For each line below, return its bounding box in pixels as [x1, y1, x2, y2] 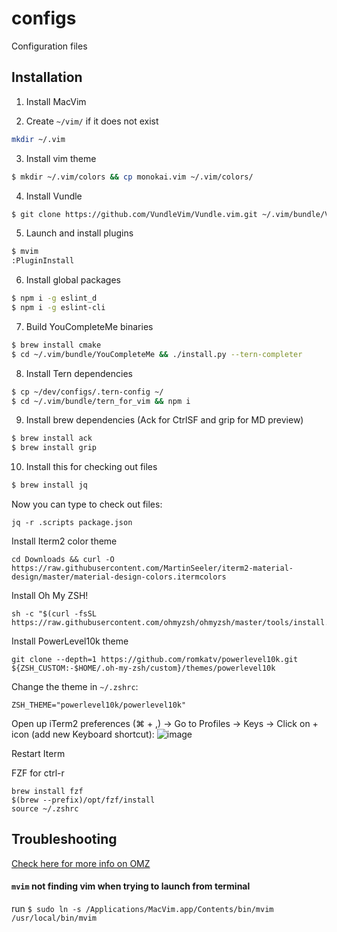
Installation [11, 69, 83, 86]
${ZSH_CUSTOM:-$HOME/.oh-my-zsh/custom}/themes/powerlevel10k [11, 663, 276, 673]
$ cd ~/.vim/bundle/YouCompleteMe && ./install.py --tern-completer [11, 349, 303, 359]
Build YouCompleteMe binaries [25, 320, 154, 332]
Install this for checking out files [25, 461, 158, 473]
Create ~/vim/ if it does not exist [25, 115, 159, 127]
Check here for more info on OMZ [11, 857, 151, 869]
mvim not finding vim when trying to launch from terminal [11, 880, 251, 892]
